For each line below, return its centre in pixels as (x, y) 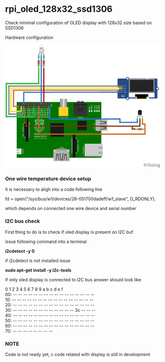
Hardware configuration (29, 37)
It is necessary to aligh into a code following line (54, 189)
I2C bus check (23, 221)
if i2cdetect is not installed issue (38, 260)
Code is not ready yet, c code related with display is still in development (78, 354)
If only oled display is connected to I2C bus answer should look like (73, 279)
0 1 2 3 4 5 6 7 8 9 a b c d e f (34, 289)
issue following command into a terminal (46, 241)
